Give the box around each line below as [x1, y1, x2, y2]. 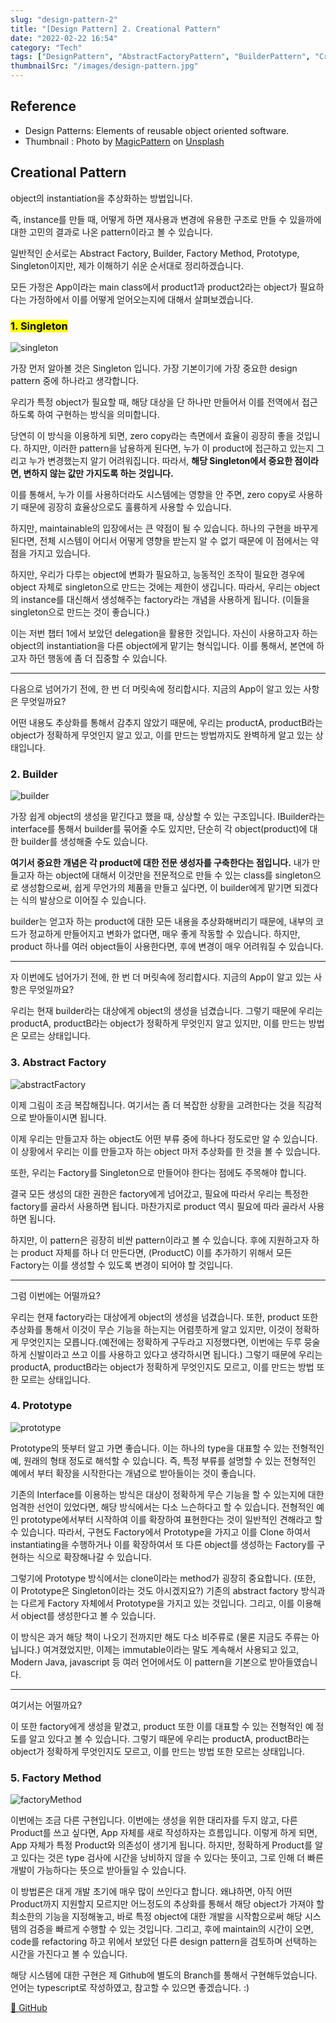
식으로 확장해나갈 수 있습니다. [36, 1551, 152, 1563]
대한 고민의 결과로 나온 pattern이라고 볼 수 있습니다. [10, 226, 213, 238]
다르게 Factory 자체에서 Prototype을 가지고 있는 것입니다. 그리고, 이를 [20, 1597, 295, 1609]
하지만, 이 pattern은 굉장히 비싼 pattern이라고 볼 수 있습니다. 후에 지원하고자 [10, 1234, 310, 1246]
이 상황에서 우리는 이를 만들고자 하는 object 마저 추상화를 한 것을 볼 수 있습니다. [10, 1145, 321, 1157]
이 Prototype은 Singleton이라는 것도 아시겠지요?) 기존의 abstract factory [10, 1584, 299, 1596]
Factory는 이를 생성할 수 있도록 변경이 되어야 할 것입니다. [10, 1259, 233, 1271]
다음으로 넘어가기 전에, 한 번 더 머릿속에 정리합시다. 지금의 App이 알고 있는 [10, 682, 302, 695]
